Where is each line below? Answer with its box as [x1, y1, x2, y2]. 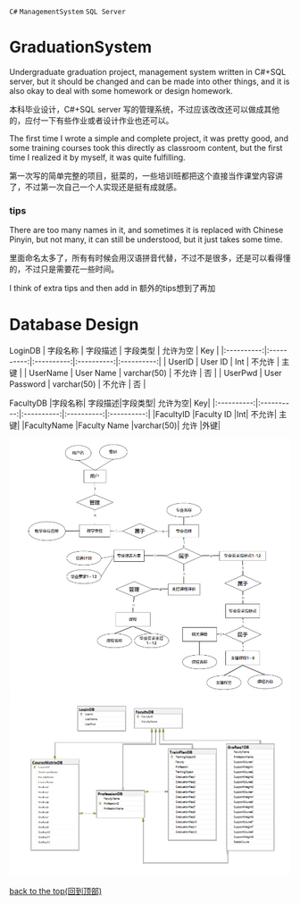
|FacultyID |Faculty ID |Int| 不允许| [152, 409, 278, 420]
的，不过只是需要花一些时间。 [9, 264, 119, 274]
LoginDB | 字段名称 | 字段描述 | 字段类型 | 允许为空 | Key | [9, 346, 220, 356]
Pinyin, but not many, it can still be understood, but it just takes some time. [9, 234, 283, 245]
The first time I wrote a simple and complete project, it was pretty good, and [9, 132, 288, 144]
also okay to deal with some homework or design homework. [9, 85, 234, 96]
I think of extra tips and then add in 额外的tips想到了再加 [9, 283, 216, 294]
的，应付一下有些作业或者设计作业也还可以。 [9, 114, 174, 126]
